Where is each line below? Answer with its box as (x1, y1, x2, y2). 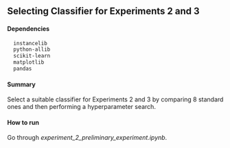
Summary (7, 80, 36, 88)
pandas (13, 65, 32, 73)
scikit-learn (13, 53, 51, 60)
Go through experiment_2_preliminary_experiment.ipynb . (7, 134, 168, 142)
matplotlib (13, 59, 45, 66)
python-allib (13, 46, 51, 53)
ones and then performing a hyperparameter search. (7, 103, 157, 111)
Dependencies (7, 24, 50, 33)
